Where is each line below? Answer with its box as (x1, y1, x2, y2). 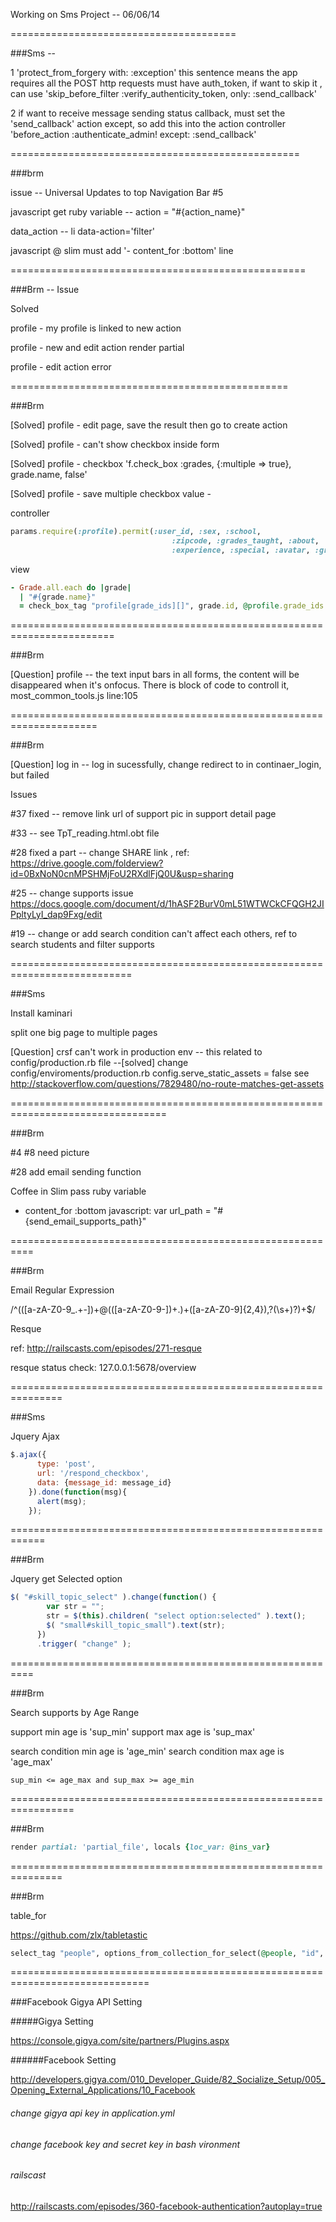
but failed (10, 769, 50, 781)
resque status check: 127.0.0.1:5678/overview (10, 1362, 197, 1374)
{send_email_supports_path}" (24, 1215, 147, 1228)
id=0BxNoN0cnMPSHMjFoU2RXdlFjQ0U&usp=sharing (10, 868, 234, 880)
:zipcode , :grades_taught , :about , (171, 535, 320, 546)
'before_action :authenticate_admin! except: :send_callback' (10, 129, 257, 140)
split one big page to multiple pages (10, 1027, 158, 1039)
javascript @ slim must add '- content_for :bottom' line (10, 245, 234, 256)
